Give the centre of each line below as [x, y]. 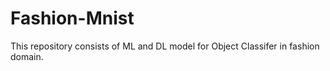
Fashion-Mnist [72, 18]
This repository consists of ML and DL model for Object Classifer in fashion [165, 46]
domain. [27, 56]
